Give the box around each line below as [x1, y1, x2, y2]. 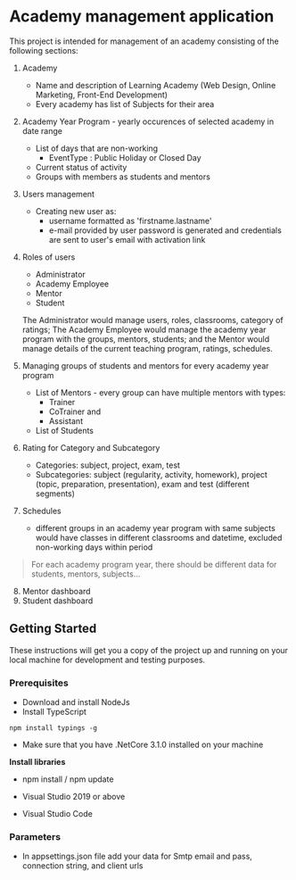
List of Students [35, 425, 95, 436]
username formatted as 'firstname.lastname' [48, 215, 212, 226]
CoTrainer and [48, 406, 102, 417]
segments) [35, 488, 76, 499]
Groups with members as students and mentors [35, 171, 211, 182]
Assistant [48, 415, 83, 426]
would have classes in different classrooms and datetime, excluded [35, 532, 283, 543]
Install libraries [9, 757, 66, 768]
